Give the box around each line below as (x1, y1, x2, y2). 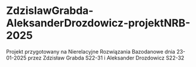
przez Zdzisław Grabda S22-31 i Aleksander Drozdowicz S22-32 (27, 54, 185, 61)
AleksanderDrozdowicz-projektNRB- (6, 16, 191, 30)
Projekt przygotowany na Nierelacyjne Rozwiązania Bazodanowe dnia (6, 48, 175, 55)
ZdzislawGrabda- (6, 4, 94, 17)
